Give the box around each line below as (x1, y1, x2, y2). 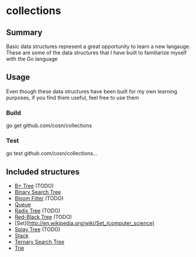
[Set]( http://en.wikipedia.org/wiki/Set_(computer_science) (14, 220, 155, 227)
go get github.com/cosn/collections (6, 122, 92, 129)
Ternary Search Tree (14, 238, 64, 245)
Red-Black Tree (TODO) (14, 214, 72, 221)
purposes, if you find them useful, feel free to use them (6, 94, 139, 101)
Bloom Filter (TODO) (14, 195, 64, 202)
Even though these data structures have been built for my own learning (6, 88, 177, 95)
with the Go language (6, 56, 58, 62)
